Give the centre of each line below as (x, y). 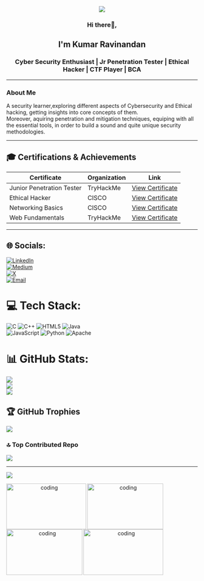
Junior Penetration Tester (46, 188)
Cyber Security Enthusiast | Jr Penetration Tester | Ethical (102, 62)
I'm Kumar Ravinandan (102, 45)
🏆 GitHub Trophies (43, 412)
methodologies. (26, 132)
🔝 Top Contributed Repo (42, 445)
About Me (21, 93)
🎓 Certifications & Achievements (71, 158)
